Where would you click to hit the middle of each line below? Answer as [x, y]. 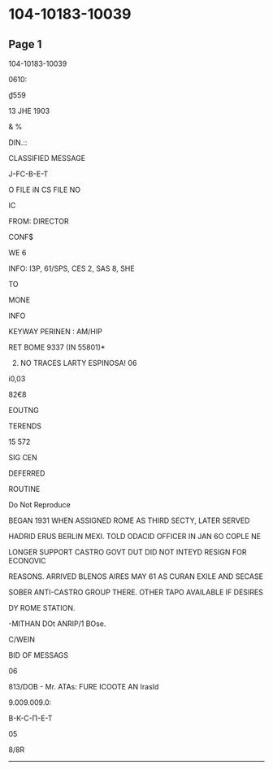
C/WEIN [22, 639]
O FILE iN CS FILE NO [45, 189]
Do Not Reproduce [39, 505]
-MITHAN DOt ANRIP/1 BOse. [57, 624]
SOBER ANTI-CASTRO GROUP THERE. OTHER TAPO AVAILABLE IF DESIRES [136, 592]
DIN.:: [18, 142]
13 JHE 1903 [29, 111]
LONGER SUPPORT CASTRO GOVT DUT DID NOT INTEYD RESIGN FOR [128, 552]
